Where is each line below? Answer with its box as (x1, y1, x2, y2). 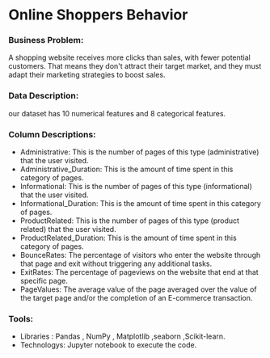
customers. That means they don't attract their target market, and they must (8, 61, 262, 71)
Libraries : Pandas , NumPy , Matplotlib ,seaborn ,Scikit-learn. (19, 331, 226, 341)
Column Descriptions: (8, 128, 96, 140)
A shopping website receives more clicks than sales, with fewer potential (8, 53, 251, 62)
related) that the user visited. (19, 225, 116, 234)
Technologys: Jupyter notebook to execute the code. (19, 340, 197, 350)
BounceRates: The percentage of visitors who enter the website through (19, 251, 261, 260)
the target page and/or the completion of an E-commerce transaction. (19, 293, 253, 303)
